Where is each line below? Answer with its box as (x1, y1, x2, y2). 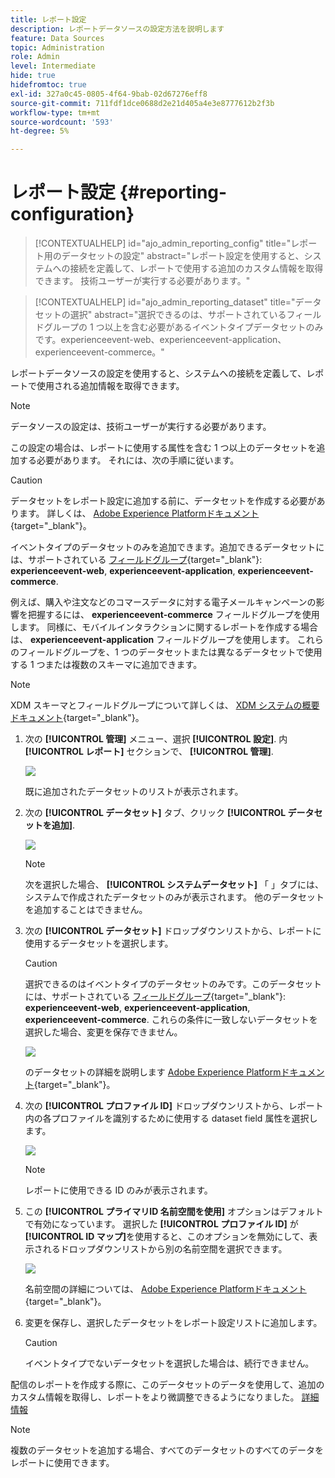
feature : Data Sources (10, 33, 105, 43)
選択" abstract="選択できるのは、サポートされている (69, 309, 287, 321)
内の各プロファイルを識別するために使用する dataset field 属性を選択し (24, 1112, 318, 1125)
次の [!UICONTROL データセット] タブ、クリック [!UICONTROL (24, 807, 287, 819)
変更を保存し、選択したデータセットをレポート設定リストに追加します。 (24, 1317, 323, 1329)
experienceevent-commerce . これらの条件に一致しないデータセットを (24, 1014, 318, 1026)
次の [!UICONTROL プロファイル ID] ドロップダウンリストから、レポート (24, 1100, 324, 1112)
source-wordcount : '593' (10, 117, 114, 127)
